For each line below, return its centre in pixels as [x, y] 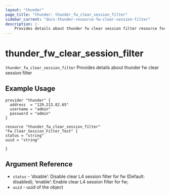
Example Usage [30, 89]
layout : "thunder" [25, 10]
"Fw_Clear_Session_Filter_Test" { [42, 131]
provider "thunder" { [28, 100]
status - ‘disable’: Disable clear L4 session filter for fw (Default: [79, 176]
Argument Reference [39, 164]
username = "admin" [30, 109]
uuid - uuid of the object [38, 187]
